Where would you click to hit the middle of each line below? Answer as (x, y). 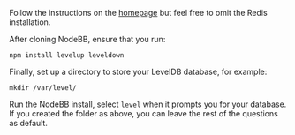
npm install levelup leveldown (67, 56)
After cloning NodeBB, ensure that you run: (87, 39)
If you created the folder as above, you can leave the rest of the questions (144, 113)
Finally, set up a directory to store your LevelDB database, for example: (138, 71)
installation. (30, 22)
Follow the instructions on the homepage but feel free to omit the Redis (138, 13)
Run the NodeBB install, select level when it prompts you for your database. (148, 104)
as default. (29, 123)
